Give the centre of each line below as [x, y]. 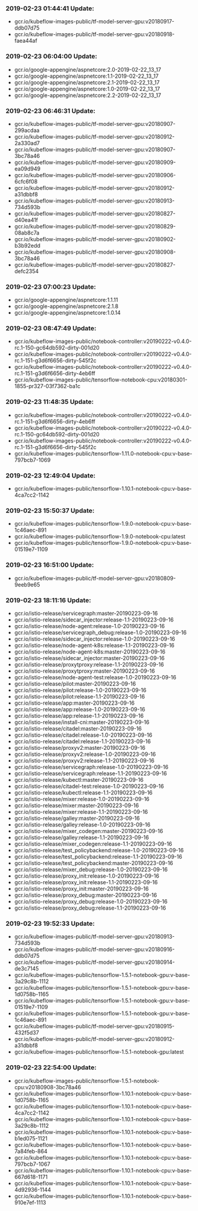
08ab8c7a [27, 233]
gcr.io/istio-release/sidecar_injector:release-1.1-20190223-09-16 [94, 620]
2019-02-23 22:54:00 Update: [51, 1068]
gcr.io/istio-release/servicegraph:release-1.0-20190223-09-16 [91, 767]
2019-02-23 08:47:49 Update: [51, 329]
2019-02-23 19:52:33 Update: [50, 923]
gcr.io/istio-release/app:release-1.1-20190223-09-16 [79, 716]
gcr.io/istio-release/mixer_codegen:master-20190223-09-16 [88, 831]
